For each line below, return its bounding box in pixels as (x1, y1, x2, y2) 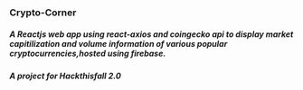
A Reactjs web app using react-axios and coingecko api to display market (9, 29, 294, 40)
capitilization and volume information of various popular (9, 38, 228, 49)
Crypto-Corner (9, 6, 77, 19)
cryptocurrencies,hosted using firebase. (9, 48, 166, 58)
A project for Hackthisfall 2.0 (9, 70, 122, 81)
